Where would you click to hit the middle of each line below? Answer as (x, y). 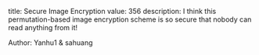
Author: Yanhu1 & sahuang (50, 43)
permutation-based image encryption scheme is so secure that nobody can (130, 19)
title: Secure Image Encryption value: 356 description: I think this (112, 11)
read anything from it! (43, 27)
